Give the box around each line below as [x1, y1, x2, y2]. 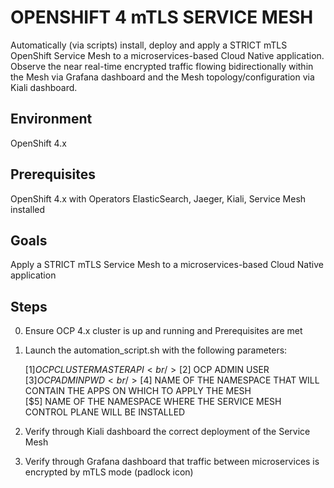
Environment [10, 111, 93, 128]
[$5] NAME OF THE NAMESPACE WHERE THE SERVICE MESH [24, 396, 282, 408]
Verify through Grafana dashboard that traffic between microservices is [24, 456, 320, 468]
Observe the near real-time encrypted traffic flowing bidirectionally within [10, 60, 314, 72]
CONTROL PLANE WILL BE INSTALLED [24, 406, 186, 418]
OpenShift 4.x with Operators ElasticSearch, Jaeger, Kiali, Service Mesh [10, 192, 307, 205]
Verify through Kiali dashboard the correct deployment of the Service [24, 426, 311, 438]
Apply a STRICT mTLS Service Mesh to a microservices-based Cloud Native [10, 259, 324, 271]
